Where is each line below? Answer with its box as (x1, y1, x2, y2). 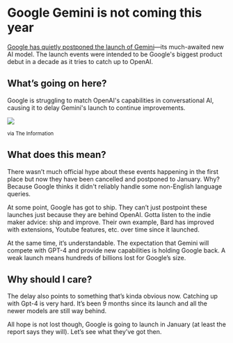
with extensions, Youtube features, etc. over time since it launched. (7, 225, 200, 234)
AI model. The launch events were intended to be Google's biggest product (7, 50, 223, 58)
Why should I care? (7, 273, 93, 285)
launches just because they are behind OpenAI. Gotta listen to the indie (7, 210, 211, 218)
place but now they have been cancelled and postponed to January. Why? (7, 175, 220, 183)
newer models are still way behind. (7, 307, 107, 315)
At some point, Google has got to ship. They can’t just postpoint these (7, 203, 207, 212)
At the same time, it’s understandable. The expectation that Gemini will (7, 239, 209, 247)
